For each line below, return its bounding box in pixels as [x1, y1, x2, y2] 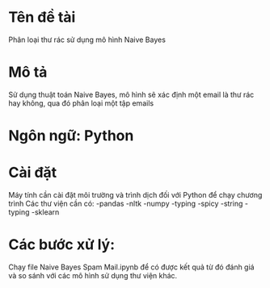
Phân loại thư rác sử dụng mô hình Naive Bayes [8, 35, 166, 44]
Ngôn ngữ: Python [8, 127, 134, 145]
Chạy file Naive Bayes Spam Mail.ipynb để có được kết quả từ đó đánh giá [8, 262, 255, 272]
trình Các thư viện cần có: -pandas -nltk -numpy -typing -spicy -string [8, 198, 243, 208]
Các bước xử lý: [8, 236, 116, 254]
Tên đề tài [8, 8, 76, 27]
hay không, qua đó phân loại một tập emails [8, 98, 154, 108]
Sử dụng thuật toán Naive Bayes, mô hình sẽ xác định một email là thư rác [8, 90, 255, 99]
